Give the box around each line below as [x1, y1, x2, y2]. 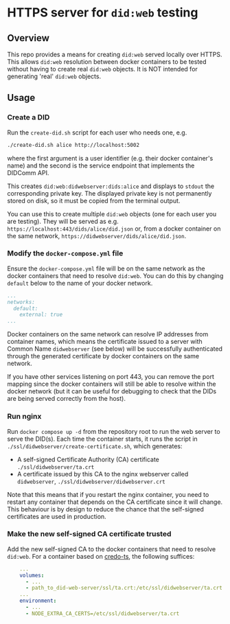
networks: [7, 299, 36, 305]
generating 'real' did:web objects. [7, 72, 102, 80]
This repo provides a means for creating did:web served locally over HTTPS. [7, 50, 222, 58]
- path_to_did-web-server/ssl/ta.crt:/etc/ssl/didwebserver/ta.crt [25, 585, 223, 592]
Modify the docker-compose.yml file [7, 249, 124, 258]
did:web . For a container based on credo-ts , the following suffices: [7, 552, 195, 560]
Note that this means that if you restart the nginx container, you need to [7, 490, 209, 498]
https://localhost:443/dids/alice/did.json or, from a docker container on [7, 224, 221, 233]
